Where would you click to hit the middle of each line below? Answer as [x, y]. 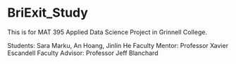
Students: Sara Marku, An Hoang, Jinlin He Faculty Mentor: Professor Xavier [118, 45]
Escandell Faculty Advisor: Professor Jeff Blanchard [83, 53]
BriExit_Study [48, 13]
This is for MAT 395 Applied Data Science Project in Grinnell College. [107, 32]
